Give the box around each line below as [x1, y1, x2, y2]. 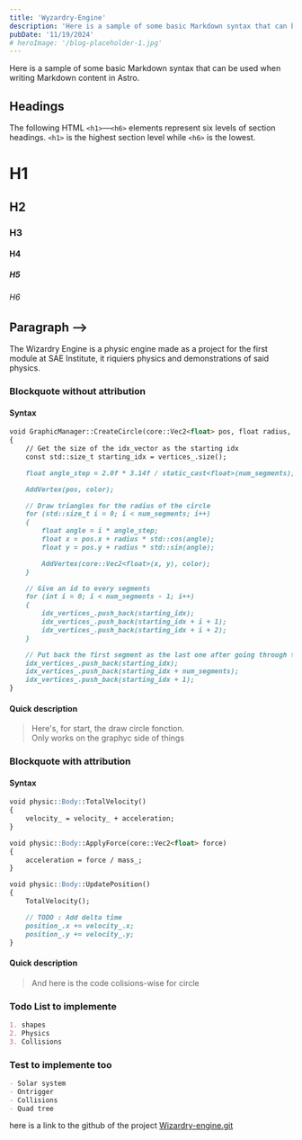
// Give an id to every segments [25, 584, 151, 593]
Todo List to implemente [9, 1000, 117, 1012]
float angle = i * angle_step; [41, 526, 159, 535]
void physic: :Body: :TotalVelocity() [9, 797, 147, 806]
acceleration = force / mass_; [25, 856, 143, 865]
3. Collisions [9, 1037, 63, 1046]
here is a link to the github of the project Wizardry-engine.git [9, 1120, 234, 1131]
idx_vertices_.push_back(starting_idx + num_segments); [25, 667, 240, 676]
